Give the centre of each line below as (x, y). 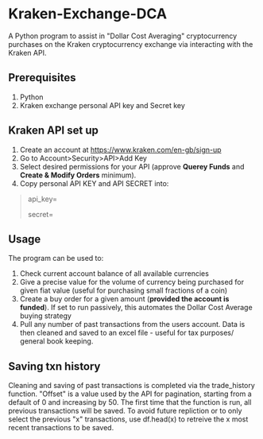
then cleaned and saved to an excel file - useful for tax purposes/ (127, 333)
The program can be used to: (56, 258)
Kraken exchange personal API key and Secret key (102, 105)
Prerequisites (42, 78)
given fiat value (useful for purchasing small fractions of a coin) (124, 290)
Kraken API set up (54, 131)
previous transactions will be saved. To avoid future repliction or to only (125, 411)
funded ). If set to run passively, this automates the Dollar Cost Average (136, 308)
